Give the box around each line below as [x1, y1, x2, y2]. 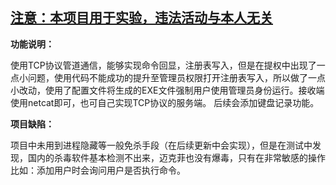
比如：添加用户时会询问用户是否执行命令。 [10, 164, 186, 176]
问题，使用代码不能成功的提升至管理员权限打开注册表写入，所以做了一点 [27, 71, 326, 83]
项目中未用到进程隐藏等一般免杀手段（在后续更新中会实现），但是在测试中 [10, 139, 313, 151]
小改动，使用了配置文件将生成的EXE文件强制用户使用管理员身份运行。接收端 [10, 84, 325, 96]
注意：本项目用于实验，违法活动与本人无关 [10, 9, 273, 27]
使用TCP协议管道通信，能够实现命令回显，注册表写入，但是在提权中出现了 [10, 59, 317, 71]
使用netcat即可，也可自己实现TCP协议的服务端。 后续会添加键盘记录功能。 [10, 96, 320, 108]
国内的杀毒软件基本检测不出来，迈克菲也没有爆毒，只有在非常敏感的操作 [27, 151, 326, 163]
